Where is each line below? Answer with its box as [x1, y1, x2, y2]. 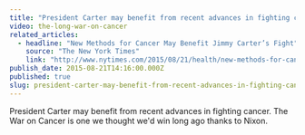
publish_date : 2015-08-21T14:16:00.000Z [9, 64, 165, 73]
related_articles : [9, 30, 79, 39]
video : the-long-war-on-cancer [9, 22, 128, 31]
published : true [9, 72, 71, 82]
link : [25, 55, 47, 64]
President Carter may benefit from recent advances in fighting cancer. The [9, 105, 289, 116]
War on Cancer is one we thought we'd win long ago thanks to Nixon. [9, 115, 269, 126]
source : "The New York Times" [25, 47, 141, 56]
